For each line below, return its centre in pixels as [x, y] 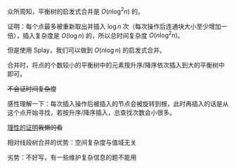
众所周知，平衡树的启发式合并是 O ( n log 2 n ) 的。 [76, 11]
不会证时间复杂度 [32, 89]
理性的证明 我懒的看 [35, 128]
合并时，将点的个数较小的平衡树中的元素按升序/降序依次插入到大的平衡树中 [116, 65]
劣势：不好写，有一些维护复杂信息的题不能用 [72, 157]
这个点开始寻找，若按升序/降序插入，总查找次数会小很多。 [92, 112]
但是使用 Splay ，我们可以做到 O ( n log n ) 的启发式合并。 [87, 50]
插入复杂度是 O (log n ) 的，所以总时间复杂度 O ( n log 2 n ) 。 [103, 34]
